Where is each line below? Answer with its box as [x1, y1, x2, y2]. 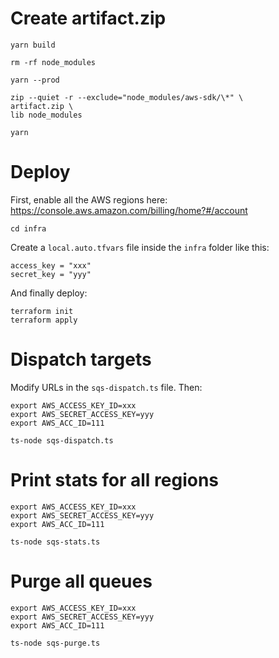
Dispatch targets [10, 348, 152, 371]
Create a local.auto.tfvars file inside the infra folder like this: [10, 241, 270, 253]
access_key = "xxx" [10, 260, 92, 271]
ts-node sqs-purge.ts [10, 638, 101, 648]
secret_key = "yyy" [10, 269, 92, 279]
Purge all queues [10, 570, 153, 592]
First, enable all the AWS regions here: [10, 193, 168, 206]
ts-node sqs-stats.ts [10, 537, 101, 547]
